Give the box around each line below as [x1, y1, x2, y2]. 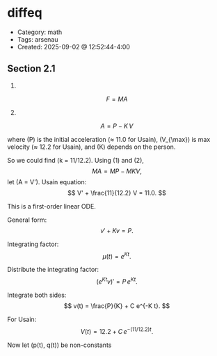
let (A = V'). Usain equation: [7, 177, 87, 186]
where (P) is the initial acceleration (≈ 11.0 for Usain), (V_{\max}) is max [7, 135, 211, 143]
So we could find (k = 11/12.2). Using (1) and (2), [7, 156, 145, 164]
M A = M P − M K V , [91, 167, 143, 175]
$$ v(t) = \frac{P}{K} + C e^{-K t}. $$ [63, 302, 170, 310]
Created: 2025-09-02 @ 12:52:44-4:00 [17, 42, 131, 51]
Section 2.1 [7, 63, 56, 74]
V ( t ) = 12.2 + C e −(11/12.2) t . [80, 326, 154, 335]
